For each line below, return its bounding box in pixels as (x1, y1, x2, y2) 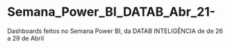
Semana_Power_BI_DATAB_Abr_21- (7, 4, 215, 20)
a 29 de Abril (7, 34, 44, 42)
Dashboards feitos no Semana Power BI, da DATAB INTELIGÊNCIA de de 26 (7, 27, 224, 35)
